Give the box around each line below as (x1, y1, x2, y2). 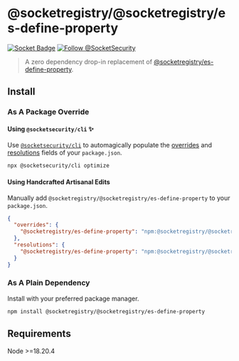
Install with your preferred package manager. (7, 294, 139, 303)
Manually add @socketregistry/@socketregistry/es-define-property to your (7, 194, 230, 202)
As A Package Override (7, 107, 90, 117)
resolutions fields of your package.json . (7, 148, 122, 157)
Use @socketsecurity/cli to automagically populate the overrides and (7, 141, 212, 150)
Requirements (7, 328, 71, 340)
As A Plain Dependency (7, 278, 90, 288)
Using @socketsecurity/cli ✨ (7, 125, 94, 133)
